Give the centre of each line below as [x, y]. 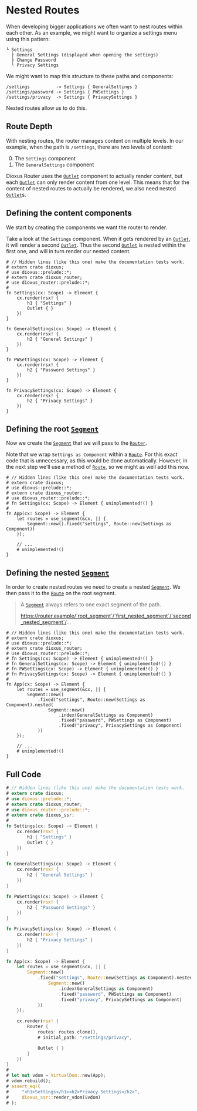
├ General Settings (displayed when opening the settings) [85, 55]
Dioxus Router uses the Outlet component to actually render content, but [94, 176]
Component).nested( [30, 705]
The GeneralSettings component [54, 165]
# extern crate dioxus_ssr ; [40, 815]
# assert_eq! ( [23, 1086]
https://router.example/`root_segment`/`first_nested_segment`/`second [106, 616]
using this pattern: [28, 39]
